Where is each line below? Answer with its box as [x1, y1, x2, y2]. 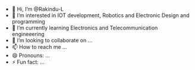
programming [11, 18, 46, 25]
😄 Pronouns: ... [11, 52, 51, 59]
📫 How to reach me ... [11, 44, 67, 50]
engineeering [11, 31, 45, 38]
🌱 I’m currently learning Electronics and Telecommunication [11, 24, 158, 31]
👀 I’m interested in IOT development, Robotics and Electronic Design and [11, 12, 190, 19]
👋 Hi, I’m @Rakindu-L [11, 6, 64, 12]
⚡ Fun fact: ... [11, 59, 45, 65]
